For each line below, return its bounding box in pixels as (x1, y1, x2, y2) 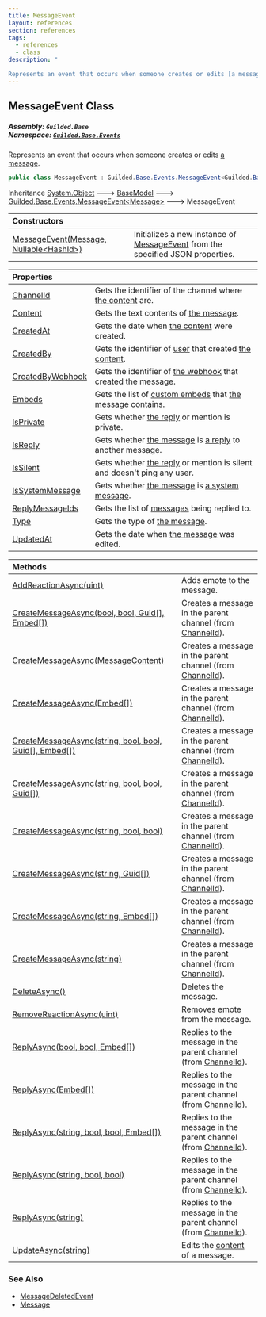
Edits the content (181, 1239, 245, 1250)
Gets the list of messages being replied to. (94, 503, 252, 514)
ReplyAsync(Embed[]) (12, 1084, 95, 1095)
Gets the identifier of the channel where (94, 285, 243, 296)
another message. (94, 444, 162, 455)
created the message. (94, 376, 176, 387)
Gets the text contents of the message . (94, 307, 239, 318)
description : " (8, 56, 59, 64)
